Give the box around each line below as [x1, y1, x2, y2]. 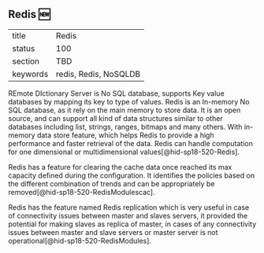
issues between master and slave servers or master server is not [8, 227, 218, 236]
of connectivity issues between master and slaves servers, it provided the [8, 211, 248, 220]
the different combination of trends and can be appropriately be [8, 178, 215, 189]
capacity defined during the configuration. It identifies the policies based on [8, 170, 255, 180]
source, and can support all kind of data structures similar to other [8, 113, 223, 123]
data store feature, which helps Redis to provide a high [36, 130, 214, 140]
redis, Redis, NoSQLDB [55, 68, 140, 79]
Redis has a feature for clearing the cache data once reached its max [8, 162, 232, 171]
